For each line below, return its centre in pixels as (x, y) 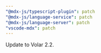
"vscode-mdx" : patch (31, 28)
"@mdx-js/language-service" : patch (49, 17)
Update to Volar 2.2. (30, 45)
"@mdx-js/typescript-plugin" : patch (50, 11)
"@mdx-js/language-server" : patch (48, 22)
